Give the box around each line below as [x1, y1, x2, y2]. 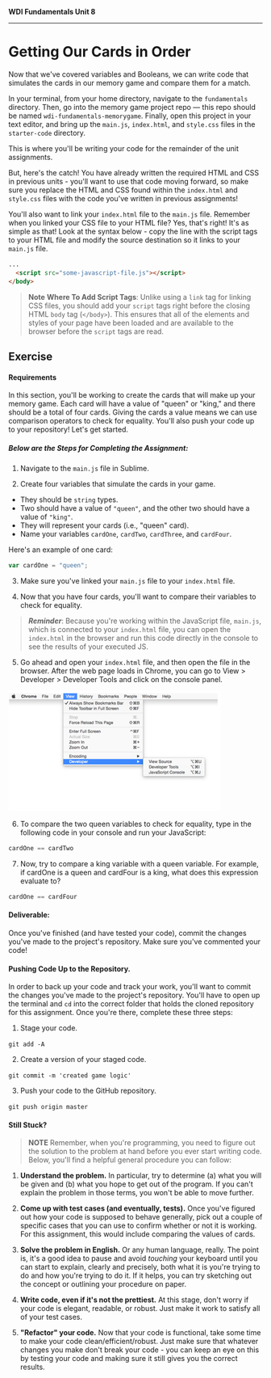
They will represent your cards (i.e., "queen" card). [19, 520, 190, 530]
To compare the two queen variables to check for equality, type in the [19, 820, 252, 828]
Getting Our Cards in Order [8, 43, 191, 61]
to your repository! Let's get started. [8, 424, 129, 435]
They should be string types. [19, 495, 119, 504]
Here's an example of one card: [8, 545, 113, 554]
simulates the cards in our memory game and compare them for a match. [8, 78, 252, 87]
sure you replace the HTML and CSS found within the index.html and [8, 185, 238, 195]
